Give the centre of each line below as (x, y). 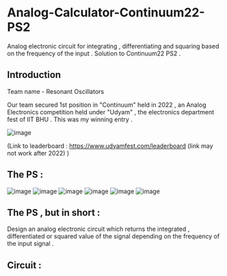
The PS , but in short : (54, 213)
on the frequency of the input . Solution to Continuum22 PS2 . (94, 53)
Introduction (34, 75)
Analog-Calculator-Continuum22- (106, 13)
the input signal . (30, 244)
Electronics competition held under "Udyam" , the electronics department (110, 112)
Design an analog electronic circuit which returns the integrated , (98, 229)
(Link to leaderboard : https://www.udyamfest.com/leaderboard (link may (110, 146)
